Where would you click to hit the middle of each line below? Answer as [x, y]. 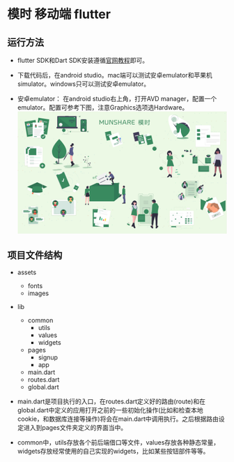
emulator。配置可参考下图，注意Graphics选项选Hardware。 [103, 107]
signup [48, 357]
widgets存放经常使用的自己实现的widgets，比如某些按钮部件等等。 [113, 452]
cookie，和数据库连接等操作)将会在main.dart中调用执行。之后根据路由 [118, 419]
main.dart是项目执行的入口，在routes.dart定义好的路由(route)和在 [111, 401]
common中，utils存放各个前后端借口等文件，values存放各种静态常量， [118, 442]
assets [27, 272]
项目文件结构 [35, 255]
